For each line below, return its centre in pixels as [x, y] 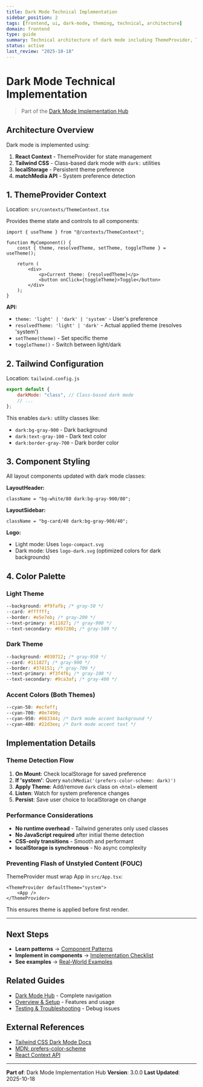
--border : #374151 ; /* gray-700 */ [51, 668]
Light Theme [25, 594]
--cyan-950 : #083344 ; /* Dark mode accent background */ [79, 719]
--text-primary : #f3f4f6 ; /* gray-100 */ [59, 674]
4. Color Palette [36, 576]
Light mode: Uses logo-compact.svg [59, 544]
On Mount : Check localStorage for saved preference [80, 774]
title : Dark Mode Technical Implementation [62, 12]
